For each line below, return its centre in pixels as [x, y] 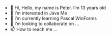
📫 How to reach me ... [34, 29]
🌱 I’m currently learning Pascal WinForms [53, 18]
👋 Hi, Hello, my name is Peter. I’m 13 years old [58, 8]
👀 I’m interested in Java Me [38, 13]
